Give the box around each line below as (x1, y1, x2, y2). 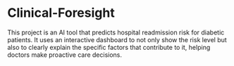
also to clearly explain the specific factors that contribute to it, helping (7, 43, 211, 51)
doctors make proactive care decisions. (7, 51, 122, 59)
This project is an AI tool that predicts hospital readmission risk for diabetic (7, 28, 225, 37)
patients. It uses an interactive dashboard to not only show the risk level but (7, 35, 227, 44)
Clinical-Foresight (7, 5, 115, 21)
